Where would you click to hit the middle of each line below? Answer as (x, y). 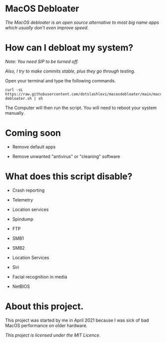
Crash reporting (28, 190)
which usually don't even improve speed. (47, 27)
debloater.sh (19, 98)
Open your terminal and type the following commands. (61, 80)
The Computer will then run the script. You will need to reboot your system (81, 108)
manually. (15, 113)
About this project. (44, 306)
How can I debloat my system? (69, 48)
